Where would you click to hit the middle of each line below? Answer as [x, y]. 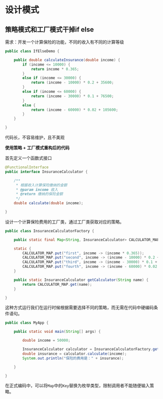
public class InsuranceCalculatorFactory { [50, 231]
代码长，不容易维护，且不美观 [35, 137]
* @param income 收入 [37, 190]
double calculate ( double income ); [49, 203]
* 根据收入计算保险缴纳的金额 [41, 185]
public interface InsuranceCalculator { [47, 172]
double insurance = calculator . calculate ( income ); [75, 354]
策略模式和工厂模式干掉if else [49, 29]
